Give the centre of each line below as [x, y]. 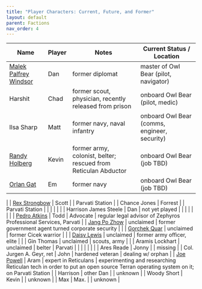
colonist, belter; [94, 156]
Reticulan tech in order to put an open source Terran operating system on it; [100, 267]
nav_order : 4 [23, 29]
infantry [84, 131]
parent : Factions [28, 23]
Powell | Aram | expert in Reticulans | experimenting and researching [91, 260]
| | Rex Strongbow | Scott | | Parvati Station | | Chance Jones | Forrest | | [96, 203]
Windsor [21, 82]
